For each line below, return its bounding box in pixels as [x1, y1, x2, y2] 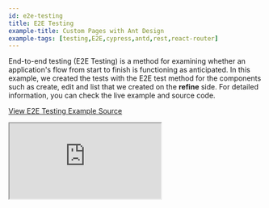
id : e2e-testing [8, 11, 63, 20]
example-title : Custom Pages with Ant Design [8, 27, 164, 35]
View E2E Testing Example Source [8, 106, 123, 116]
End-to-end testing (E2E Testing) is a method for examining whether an [8, 56, 246, 66]
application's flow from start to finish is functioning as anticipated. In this [8, 65, 250, 75]
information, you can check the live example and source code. [8, 90, 216, 101]
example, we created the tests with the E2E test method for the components [8, 73, 262, 83]
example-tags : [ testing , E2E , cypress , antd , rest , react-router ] [8, 34, 219, 43]
